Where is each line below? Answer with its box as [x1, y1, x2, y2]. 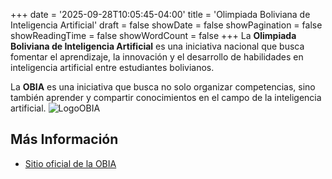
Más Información [10, 131, 119, 148]
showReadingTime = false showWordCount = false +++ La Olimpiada [10, 30, 297, 41]
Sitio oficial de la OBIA [24, 157, 117, 169]
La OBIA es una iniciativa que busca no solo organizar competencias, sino [10, 81, 316, 93]
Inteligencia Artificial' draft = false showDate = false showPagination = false [10, 19, 323, 31]
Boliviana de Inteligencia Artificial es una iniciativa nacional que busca [10, 40, 305, 52]
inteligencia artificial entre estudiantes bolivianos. [10, 62, 215, 73]
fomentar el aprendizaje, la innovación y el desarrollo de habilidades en [10, 51, 304, 63]
